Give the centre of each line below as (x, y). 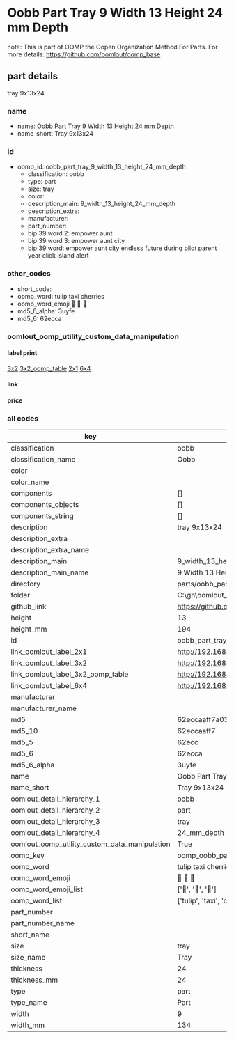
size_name (28, 958)
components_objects (45, 505)
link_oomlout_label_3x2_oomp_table (70, 675)
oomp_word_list (37, 901)
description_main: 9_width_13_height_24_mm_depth (102, 204)
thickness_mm (34, 980)
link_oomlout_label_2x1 (49, 652)
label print (22, 353)
